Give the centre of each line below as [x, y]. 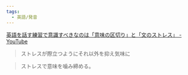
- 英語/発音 [24, 17]
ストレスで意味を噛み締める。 [57, 66]
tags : [13, 12]
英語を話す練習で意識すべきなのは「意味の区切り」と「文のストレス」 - [94, 35]
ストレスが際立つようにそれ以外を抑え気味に [76, 53]
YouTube [17, 41]
